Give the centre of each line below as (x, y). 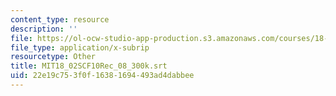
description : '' (44, 29)
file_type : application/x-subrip (80, 47)
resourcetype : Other (53, 57)
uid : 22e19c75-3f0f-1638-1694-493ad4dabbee (102, 76)
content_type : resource (60, 19)
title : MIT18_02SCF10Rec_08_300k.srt (89, 66)
